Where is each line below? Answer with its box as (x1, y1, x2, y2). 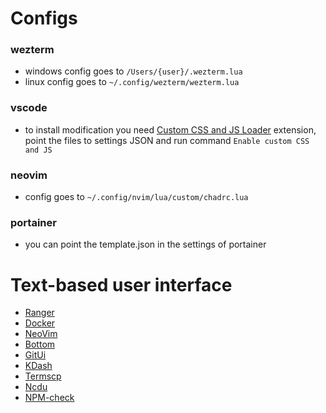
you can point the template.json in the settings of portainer (24, 238, 267, 251)
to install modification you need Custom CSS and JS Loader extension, (24, 123, 317, 136)
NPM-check (24, 392, 75, 404)
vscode (10, 101, 48, 115)
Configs (10, 7, 78, 30)
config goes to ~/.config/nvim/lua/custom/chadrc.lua (24, 191, 249, 203)
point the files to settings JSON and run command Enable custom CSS (24, 134, 310, 146)
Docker (24, 317, 56, 329)
